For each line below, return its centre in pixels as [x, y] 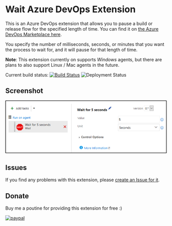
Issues [16, 168]
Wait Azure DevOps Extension [70, 9]
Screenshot [24, 91]
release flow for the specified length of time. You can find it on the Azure [82, 29]
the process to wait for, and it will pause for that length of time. [71, 49]
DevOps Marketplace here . [34, 34]
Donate [17, 196]
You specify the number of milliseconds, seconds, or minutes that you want [85, 44]
